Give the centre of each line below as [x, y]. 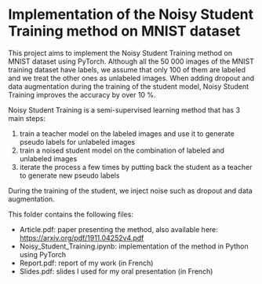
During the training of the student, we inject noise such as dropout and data [130, 190]
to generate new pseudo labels [69, 175]
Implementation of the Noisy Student [131, 15]
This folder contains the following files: [71, 214]
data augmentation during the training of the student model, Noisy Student [129, 86]
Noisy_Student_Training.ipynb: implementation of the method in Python [134, 246]
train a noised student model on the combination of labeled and [122, 150]
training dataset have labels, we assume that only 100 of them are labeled [127, 69]
